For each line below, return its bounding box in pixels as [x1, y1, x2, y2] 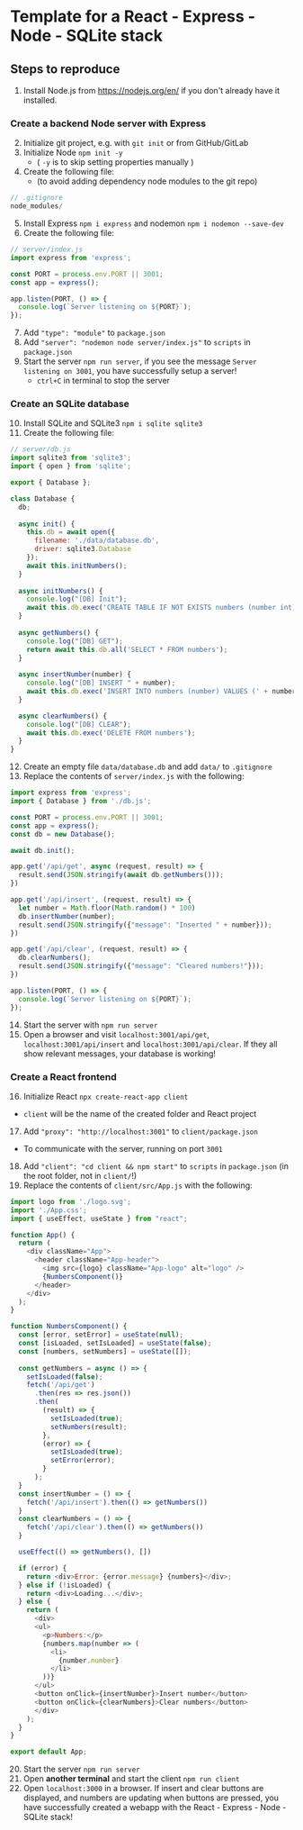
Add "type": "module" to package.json [22, 327, 165, 339]
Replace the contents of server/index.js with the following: [22, 771, 245, 782]
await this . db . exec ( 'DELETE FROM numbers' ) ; [26, 728, 196, 738]
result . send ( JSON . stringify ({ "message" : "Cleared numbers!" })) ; [18, 962, 264, 971]
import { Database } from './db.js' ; [10, 797, 152, 806]
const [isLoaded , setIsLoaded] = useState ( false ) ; [18, 1339, 212, 1348]
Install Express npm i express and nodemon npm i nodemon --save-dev [22, 218, 284, 229]
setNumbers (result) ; [49, 1422, 128, 1431]
